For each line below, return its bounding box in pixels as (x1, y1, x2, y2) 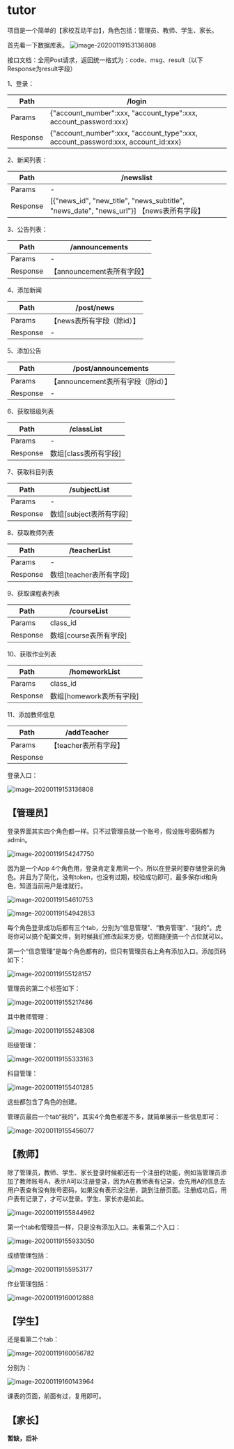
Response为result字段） (7, 64, 77, 73)
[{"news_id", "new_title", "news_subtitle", (49, 196, 185, 205)
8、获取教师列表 (7, 528, 54, 536)
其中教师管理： (7, 1012, 50, 1021)
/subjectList (69, 485, 110, 494)
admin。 (7, 835, 31, 844)
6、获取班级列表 (7, 407, 54, 415)
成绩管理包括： (7, 1251, 50, 1259)
